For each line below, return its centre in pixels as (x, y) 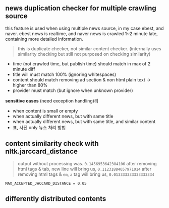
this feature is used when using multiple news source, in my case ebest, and (84, 28)
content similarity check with (52, 143)
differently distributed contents (56, 199)
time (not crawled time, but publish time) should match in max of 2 (81, 64)
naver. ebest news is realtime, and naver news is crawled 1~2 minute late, (81, 33)
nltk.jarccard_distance (42, 151)
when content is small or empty (45, 111)
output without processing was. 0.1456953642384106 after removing (87, 163)
